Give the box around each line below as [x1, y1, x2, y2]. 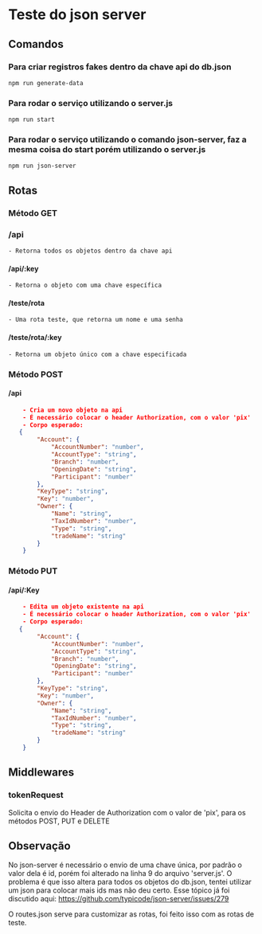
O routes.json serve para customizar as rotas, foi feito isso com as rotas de [8, 909, 255, 919]
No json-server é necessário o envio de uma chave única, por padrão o [8, 860, 243, 870]
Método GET [8, 207, 58, 218]
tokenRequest [8, 790, 64, 801]
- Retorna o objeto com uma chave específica [8, 281, 162, 290]
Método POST [8, 369, 64, 380]
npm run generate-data [8, 79, 84, 87]
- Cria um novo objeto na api [22, 406, 123, 414]
